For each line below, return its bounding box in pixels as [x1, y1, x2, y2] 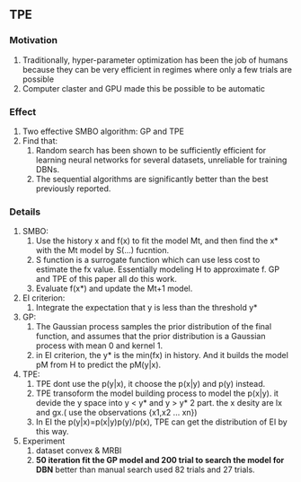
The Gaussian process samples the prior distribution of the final [35, 321, 272, 332]
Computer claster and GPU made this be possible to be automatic [22, 83, 265, 93]
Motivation [9, 34, 58, 47]
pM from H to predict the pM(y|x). [35, 359, 162, 371]
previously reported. [35, 183, 111, 194]
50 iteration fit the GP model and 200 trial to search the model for [35, 455, 285, 466]
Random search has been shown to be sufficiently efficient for [35, 145, 267, 155]
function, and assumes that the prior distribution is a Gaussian [35, 331, 266, 342]
